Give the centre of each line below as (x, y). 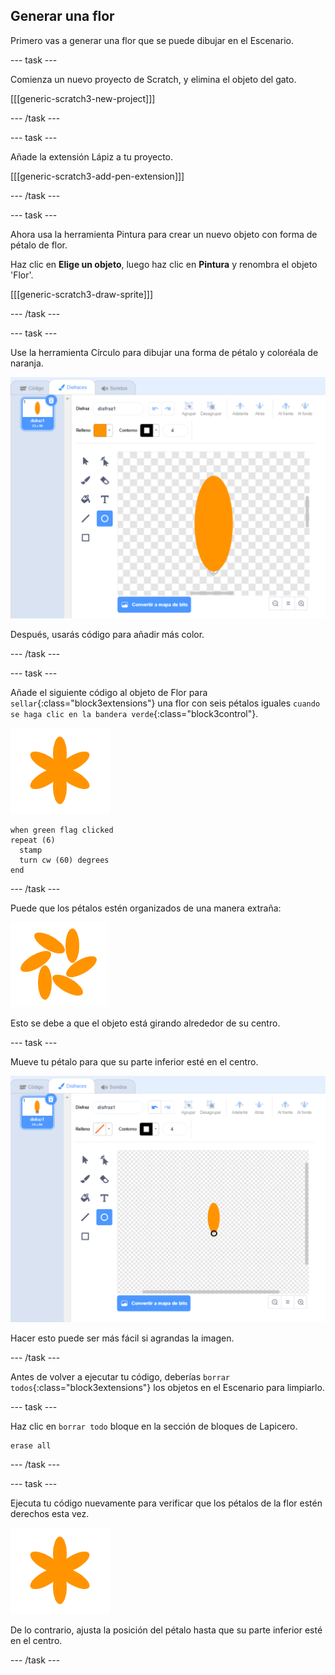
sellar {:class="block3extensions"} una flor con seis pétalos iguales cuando (165, 703)
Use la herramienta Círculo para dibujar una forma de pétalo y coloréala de (164, 352)
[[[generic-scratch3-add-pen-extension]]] (97, 176)
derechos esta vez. (50, 1513)
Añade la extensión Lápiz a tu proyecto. (92, 156)
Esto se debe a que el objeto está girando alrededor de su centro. (145, 1023)
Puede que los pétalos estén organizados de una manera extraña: (146, 908)
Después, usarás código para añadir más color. (107, 634)
